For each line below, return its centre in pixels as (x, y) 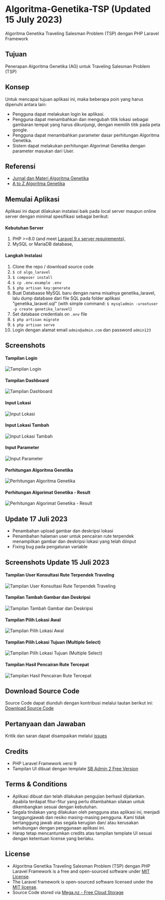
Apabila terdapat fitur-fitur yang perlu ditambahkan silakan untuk (79, 801)
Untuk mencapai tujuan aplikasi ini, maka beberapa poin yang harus (74, 99)
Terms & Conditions (36, 784)
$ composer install (32, 277)
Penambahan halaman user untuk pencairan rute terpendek (73, 536)
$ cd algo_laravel (31, 272)
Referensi (20, 166)
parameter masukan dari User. (43, 151)
